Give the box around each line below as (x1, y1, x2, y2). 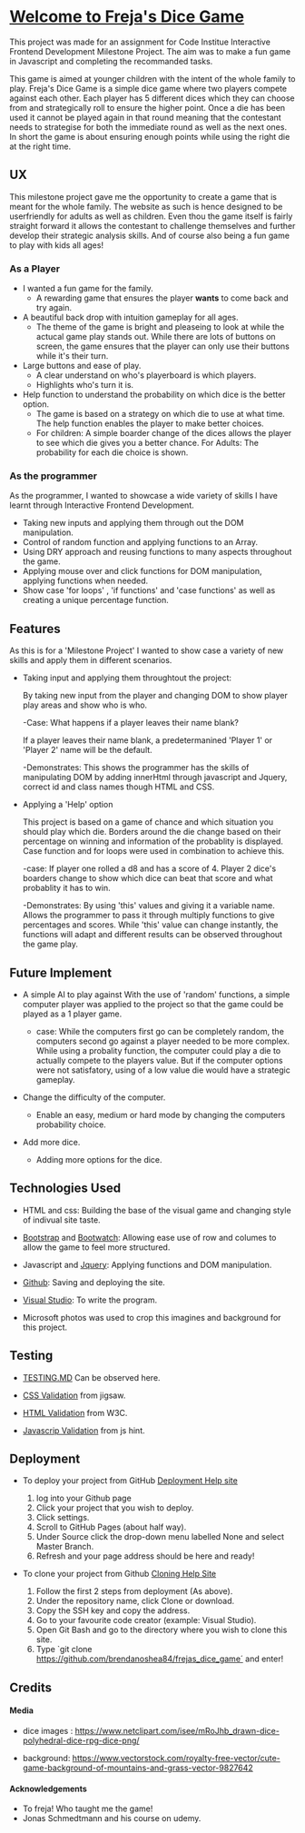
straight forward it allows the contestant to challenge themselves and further (9, 220, 296, 231)
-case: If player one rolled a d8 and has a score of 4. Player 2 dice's (22, 863, 277, 874)
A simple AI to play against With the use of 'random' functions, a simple (22, 988, 290, 1000)
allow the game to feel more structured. (22, 1242, 171, 1253)
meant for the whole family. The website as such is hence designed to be (9, 201, 283, 212)
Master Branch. (35, 1541, 94, 1552)
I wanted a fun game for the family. (22, 283, 154, 294)
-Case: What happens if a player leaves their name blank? (22, 718, 239, 728)
